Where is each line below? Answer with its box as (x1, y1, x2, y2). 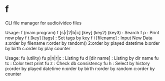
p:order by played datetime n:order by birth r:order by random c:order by (5, 66, 155, 72)
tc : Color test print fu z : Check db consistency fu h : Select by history (5, 60, 150, 66)
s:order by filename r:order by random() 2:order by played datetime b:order (5, 40, 160, 46)
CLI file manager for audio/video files (5, 20, 81, 26)
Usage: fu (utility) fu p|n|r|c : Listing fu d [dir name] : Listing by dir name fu (5, 55, 159, 61)
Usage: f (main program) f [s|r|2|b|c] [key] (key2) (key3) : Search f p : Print (5, 29, 159, 35)
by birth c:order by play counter (5, 45, 71, 51)
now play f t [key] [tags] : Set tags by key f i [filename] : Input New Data (5, 35, 152, 41)
